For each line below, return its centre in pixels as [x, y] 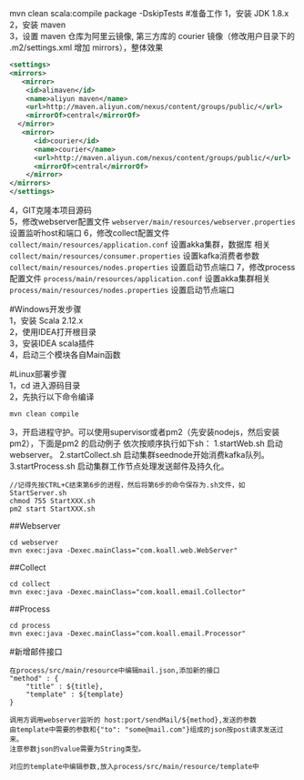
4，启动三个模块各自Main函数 [65, 355]
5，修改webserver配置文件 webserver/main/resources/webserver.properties [152, 222]
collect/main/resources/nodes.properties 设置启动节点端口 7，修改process [152, 267]
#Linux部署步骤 [38, 374]
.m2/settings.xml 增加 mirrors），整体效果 [86, 47]
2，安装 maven [38, 25]
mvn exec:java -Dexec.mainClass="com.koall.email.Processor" [128, 633]
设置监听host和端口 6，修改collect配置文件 [90, 233]
